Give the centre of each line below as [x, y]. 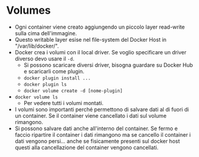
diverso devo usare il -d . [44, 59]
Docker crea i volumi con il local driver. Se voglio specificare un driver [100, 52]
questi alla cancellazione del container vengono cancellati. [87, 147]
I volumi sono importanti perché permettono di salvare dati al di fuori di [102, 109]
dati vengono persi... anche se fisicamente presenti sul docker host [97, 141]
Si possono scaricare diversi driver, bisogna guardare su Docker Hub [108, 65]
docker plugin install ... [57, 78]
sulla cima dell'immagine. [46, 33]
